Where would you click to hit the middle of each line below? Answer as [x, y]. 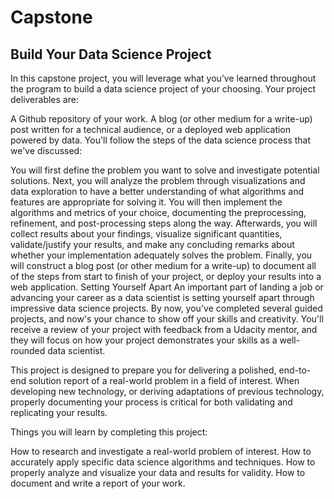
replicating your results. [59, 412]
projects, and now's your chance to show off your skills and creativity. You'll [167, 319]
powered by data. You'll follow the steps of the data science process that [161, 140]
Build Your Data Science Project [111, 54]
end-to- [295, 370]
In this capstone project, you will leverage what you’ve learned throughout [163, 78]
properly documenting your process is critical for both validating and [151, 402]
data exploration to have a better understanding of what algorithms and [157, 191]
